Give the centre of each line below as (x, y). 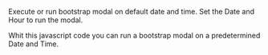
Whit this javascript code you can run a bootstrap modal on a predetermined (134, 35)
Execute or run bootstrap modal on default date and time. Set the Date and (132, 12)
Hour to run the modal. (46, 20)
